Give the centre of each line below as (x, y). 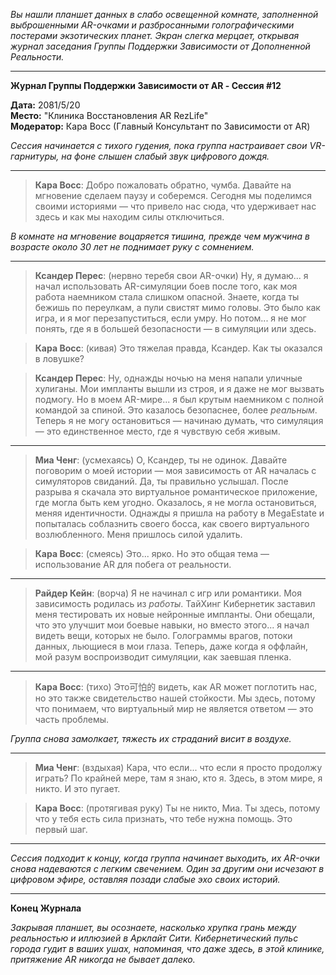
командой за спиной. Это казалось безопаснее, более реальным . (176, 410)
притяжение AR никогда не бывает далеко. (103, 959)
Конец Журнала (46, 908)
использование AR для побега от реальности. (133, 564)
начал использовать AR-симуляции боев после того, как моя (166, 286)
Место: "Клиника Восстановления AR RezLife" (109, 115)
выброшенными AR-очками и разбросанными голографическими (152, 25)
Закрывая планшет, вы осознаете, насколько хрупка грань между (153, 927)
